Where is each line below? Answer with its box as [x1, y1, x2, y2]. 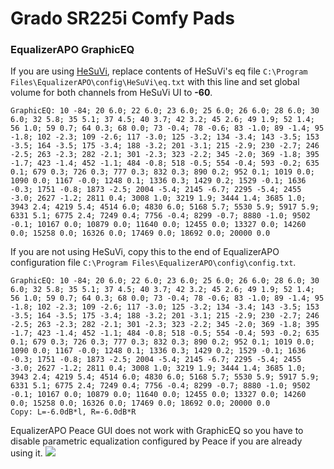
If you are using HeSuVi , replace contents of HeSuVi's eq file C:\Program [10, 65, 308, 77]
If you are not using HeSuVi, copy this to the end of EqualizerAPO [10, 246, 280, 258]
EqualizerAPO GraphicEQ [10, 43, 135, 57]
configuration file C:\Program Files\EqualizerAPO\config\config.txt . [10, 257, 297, 269]
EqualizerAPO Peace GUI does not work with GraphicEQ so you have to [10, 425, 304, 437]
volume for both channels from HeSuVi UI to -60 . [10, 87, 213, 99]
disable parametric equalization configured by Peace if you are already [10, 435, 303, 447]
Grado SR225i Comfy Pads [10, 7, 235, 30]
